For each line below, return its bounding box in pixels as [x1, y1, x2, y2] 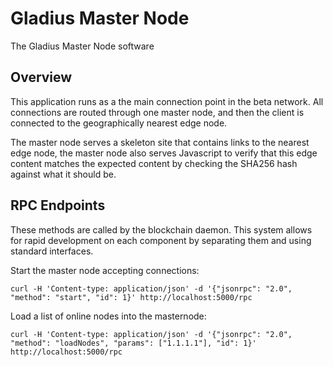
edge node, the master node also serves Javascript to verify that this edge [10, 147, 318, 159]
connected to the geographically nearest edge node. [10, 117, 228, 129]
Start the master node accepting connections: [10, 264, 200, 276]
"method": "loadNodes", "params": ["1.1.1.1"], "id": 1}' [10, 338, 257, 348]
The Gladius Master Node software [10, 40, 155, 52]
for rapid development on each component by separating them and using [10, 234, 312, 246]
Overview [10, 69, 73, 86]
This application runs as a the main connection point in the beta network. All [10, 95, 324, 107]
